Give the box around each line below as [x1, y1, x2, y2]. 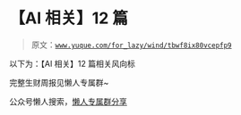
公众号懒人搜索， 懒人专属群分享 [9, 95, 127, 107]
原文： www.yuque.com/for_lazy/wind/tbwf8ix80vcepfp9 [30, 39, 232, 50]
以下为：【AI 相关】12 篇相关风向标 [9, 58, 136, 69]
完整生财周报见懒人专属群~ [9, 77, 109, 87]
